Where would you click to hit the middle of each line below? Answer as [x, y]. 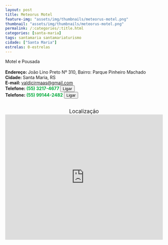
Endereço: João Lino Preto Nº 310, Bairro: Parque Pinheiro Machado [75, 72]
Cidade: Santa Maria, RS [30, 77]
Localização [84, 111]
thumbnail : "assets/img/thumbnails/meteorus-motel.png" [64, 24]
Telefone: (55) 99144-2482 [34, 95]
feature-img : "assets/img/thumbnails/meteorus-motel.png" [67, 19]
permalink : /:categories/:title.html [44, 29]
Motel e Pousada [22, 61]
